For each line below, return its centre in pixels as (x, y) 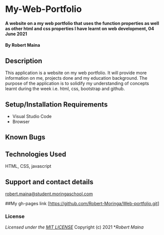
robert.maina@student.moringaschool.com (49, 194)
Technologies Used (36, 154)
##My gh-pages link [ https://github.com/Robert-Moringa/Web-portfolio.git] (82, 204)
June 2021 (16, 34)
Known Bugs (25, 137)
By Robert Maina (23, 45)
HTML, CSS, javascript (28, 166)
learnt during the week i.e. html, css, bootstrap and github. (65, 89)
